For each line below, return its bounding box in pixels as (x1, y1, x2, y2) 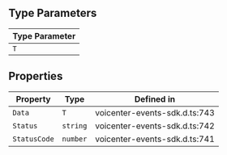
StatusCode (12, 134, 54, 144)
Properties (8, 69, 63, 83)
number (62, 134, 88, 144)
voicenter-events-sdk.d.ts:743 (94, 107, 215, 118)
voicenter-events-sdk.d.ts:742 (94, 120, 215, 132)
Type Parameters (8, 6, 97, 20)
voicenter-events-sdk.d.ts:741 (94, 133, 215, 145)
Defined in (134, 93, 176, 104)
